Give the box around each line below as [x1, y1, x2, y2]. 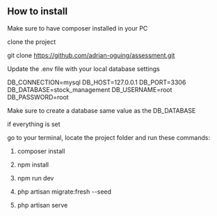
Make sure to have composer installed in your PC [7, 24, 148, 32]
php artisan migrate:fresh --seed [17, 187, 112, 196]
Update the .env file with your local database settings [7, 64, 160, 72]
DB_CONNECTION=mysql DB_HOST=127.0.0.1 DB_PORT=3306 [7, 78, 186, 86]
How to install [7, 6, 68, 17]
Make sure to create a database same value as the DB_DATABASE [7, 106, 196, 114]
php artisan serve [17, 201, 68, 209]
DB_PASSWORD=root [7, 93, 69, 101]
